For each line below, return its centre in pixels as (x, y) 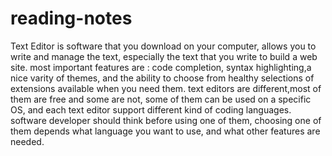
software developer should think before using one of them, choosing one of (166, 120)
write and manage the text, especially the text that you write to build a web (164, 56)
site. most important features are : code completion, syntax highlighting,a (161, 67)
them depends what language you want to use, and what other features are (165, 131)
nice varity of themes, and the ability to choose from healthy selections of (162, 78)
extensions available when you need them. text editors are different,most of (166, 88)
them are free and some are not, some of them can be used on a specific (161, 99)
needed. (27, 141)
